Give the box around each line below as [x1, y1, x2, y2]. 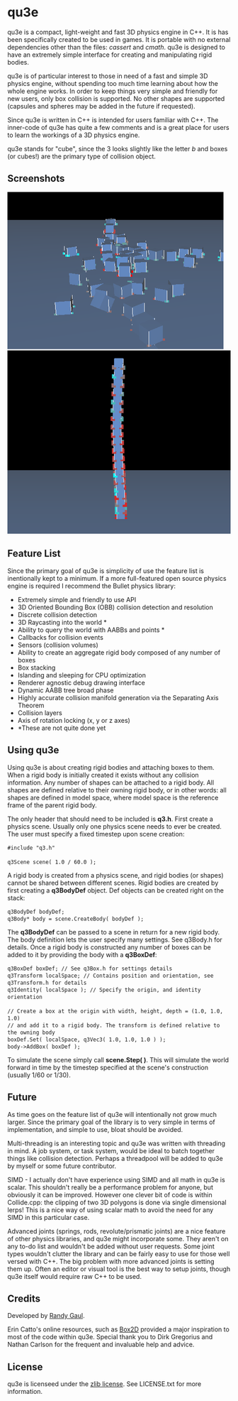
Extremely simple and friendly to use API [17, 595, 137, 604]
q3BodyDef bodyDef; [7, 908, 65, 915]
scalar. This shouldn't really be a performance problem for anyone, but [7, 1183, 214, 1192]
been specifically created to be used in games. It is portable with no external [7, 35, 231, 43]
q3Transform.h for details [7, 979, 87, 986]
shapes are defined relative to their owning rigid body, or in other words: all [7, 785, 227, 794]
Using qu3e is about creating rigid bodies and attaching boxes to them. [7, 763, 215, 771]
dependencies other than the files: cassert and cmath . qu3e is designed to [7, 43, 225, 51]
